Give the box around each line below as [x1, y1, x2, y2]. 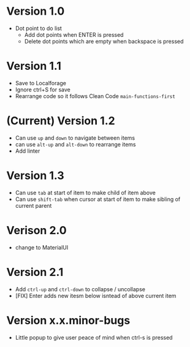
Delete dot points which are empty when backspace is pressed [24, 37, 184, 45]
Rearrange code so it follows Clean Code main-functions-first [15, 92, 176, 99]
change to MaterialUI [15, 243, 69, 251]
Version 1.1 [6, 59, 61, 73]
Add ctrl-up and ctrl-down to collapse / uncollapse [15, 285, 146, 292]
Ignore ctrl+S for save [15, 86, 70, 93]
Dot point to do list [15, 25, 63, 32]
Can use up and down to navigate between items [15, 134, 135, 142]
